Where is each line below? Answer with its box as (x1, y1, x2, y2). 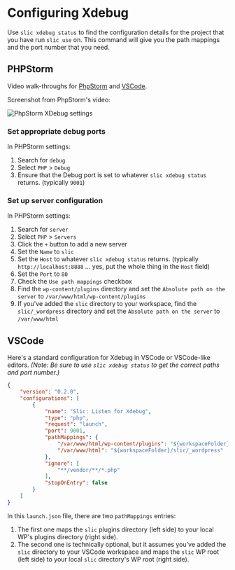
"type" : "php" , (44, 415, 90, 422)
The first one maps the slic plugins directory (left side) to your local (17, 525, 215, 534)
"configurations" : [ (20, 394, 80, 402)
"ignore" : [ (44, 460, 80, 467)
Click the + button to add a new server (17, 240, 128, 249)
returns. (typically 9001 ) (17, 179, 85, 187)
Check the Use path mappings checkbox (17, 277, 133, 286)
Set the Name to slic (17, 247, 75, 256)
